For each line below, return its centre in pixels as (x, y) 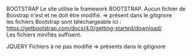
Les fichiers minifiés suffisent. (44, 35)
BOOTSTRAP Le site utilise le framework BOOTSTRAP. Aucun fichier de (96, 9)
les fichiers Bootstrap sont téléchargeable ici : (64, 22)
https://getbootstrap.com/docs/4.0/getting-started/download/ (84, 28)
